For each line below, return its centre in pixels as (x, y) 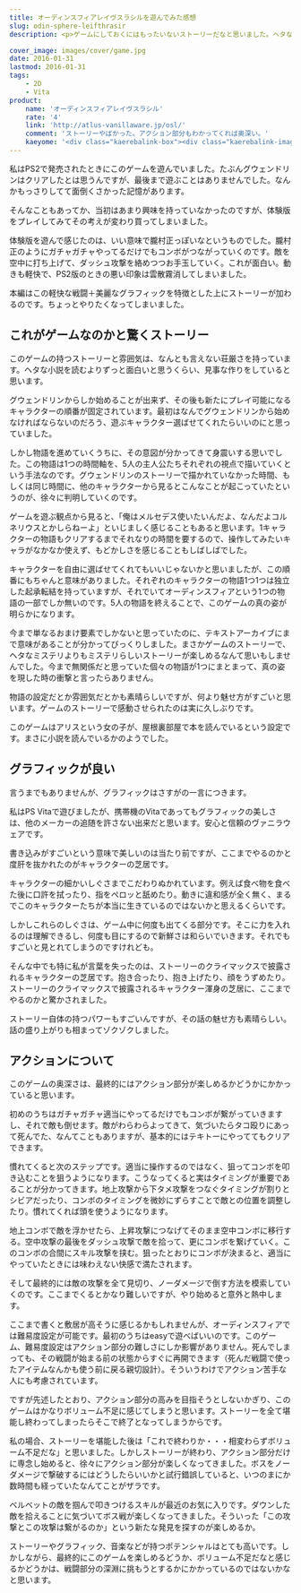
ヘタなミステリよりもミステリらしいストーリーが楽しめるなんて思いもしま (146, 655)
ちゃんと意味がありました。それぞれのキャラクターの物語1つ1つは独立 (161, 580)
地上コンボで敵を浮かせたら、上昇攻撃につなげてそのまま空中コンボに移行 (146, 1231)
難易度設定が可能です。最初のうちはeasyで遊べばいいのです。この (139, 1336)
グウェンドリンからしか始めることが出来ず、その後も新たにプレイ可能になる (150, 400)
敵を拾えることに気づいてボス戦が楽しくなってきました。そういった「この (146, 1516)
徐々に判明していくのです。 (90, 497)
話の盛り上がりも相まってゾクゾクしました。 (91, 1029)
